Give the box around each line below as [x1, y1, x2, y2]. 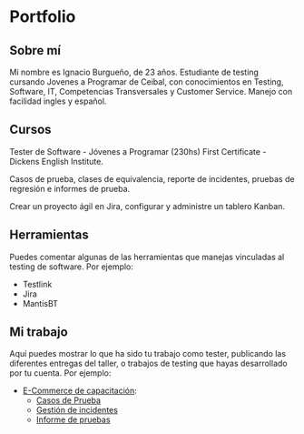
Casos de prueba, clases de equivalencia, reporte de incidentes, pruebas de [9, 173, 295, 184]
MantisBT [22, 298, 59, 308]
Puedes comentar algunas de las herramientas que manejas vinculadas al [9, 251, 285, 262]
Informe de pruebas [35, 414, 111, 425]
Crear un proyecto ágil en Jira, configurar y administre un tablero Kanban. [9, 200, 286, 211]
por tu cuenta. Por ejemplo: [9, 368, 112, 378]
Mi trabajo [9, 325, 68, 340]
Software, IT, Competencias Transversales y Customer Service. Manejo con [9, 86, 293, 96]
